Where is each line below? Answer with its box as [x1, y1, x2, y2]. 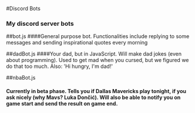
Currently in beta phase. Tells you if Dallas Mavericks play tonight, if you [6, 87, 187, 94]
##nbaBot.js [6, 74, 36, 81]
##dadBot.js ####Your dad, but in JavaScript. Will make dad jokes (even [6, 50, 182, 57]
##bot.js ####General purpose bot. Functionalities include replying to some [6, 33, 190, 40]
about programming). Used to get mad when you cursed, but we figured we [6, 57, 189, 64]
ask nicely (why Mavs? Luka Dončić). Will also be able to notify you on [6, 94, 181, 101]
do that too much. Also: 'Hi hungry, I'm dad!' [6, 63, 113, 70]
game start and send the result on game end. [6, 100, 118, 107]
